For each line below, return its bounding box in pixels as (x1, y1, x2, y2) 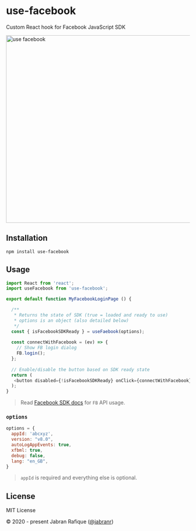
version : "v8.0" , (11, 437, 54, 442)
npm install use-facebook (6, 249, 69, 254)
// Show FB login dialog (16, 345, 77, 351)
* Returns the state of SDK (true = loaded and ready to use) (13, 312, 168, 318)
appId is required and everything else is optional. (20, 474, 137, 481)
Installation (6, 233, 48, 243)
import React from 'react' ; (6, 280, 75, 286)
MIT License (6, 507, 36, 514)
